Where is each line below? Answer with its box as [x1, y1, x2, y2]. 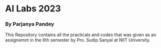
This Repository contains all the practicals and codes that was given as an [5, 32, 157, 38]
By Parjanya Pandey [5, 21, 54, 28]
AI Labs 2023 [5, 3, 61, 14]
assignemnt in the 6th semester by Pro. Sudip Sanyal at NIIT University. [5, 37, 151, 43]
